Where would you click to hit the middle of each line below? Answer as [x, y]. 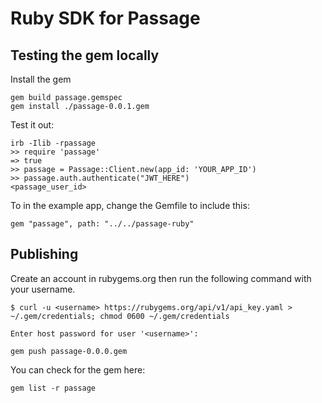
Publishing [44, 254]
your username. [43, 289]
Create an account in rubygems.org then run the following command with [161, 278]
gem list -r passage [53, 388]
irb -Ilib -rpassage [53, 143]
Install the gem [41, 79]
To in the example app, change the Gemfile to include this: [130, 205]
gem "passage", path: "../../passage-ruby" [102, 224]
